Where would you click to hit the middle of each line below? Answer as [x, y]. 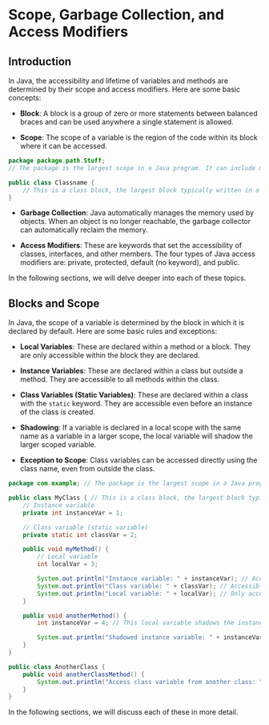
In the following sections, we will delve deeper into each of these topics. [127, 278]
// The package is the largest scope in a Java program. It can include [132, 168]
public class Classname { [51, 182]
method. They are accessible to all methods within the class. [120, 380]
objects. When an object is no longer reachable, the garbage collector [135, 222]
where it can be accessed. [64, 146]
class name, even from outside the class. [87, 469]
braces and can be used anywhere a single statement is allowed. [126, 122]
